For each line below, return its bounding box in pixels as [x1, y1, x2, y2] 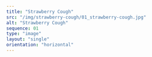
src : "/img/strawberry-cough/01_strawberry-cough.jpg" [6, 14, 147, 20]
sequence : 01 [6, 25, 39, 31]
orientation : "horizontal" [6, 42, 74, 48]
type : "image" [6, 31, 42, 37]
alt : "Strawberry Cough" [6, 20, 68, 26]
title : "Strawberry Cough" [6, 8, 74, 15]
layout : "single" [6, 36, 50, 42]
